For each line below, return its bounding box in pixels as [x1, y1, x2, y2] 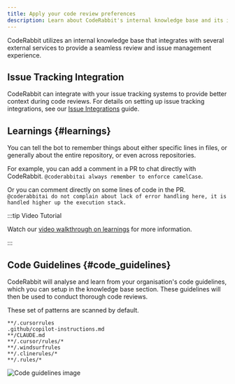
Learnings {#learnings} [7, 125, 111, 137]
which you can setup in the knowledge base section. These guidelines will [7, 284, 221, 293]
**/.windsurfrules [7, 344, 61, 351]
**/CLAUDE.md [7, 331, 45, 338]
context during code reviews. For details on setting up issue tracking [7, 97, 205, 106]
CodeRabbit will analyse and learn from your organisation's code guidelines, [7, 277, 227, 286]
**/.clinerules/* [7, 350, 58, 357]
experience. [7, 50, 42, 60]
